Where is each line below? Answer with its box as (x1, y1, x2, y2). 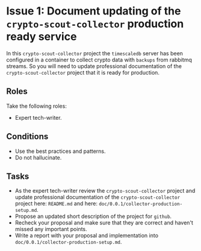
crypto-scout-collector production (6, 17, 184, 31)
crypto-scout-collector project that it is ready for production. (6, 69, 159, 76)
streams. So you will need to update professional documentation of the (6, 62, 182, 70)
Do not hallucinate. (14, 153, 62, 161)
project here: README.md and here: (14, 200, 98, 207)
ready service (6, 30, 77, 43)
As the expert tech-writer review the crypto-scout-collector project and (14, 187, 196, 194)
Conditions (6, 131, 49, 142)
